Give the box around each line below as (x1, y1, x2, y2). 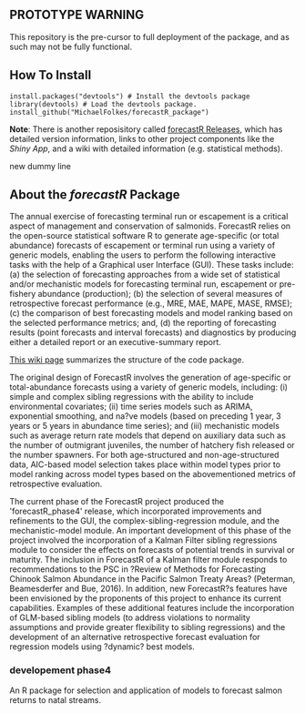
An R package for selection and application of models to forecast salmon (9, 685, 282, 696)
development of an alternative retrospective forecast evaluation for (9, 632, 261, 643)
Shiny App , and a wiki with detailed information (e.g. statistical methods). (9, 143, 284, 154)
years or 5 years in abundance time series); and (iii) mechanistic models (9, 421, 280, 432)
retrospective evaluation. (9, 478, 103, 490)
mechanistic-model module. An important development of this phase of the (9, 525, 291, 536)
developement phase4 (9, 664, 112, 677)
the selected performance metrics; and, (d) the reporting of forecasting (9, 318, 277, 329)
